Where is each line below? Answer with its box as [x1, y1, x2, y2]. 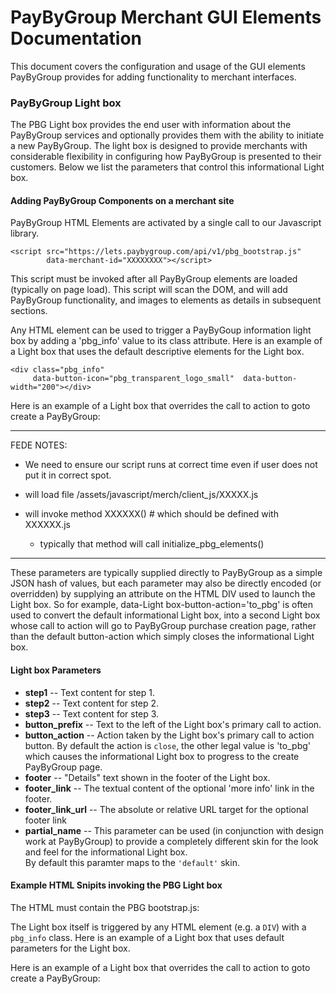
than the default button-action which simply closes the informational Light [10, 631, 315, 643]
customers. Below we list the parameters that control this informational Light [10, 161, 325, 173]
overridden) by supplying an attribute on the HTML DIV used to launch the [10, 588, 316, 600]
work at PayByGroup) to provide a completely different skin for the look [24, 835, 319, 847]
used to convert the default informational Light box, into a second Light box [10, 609, 321, 621]
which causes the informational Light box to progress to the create [24, 750, 300, 762]
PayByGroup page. [24, 761, 103, 773]
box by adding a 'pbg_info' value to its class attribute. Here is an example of [10, 335, 323, 347]
